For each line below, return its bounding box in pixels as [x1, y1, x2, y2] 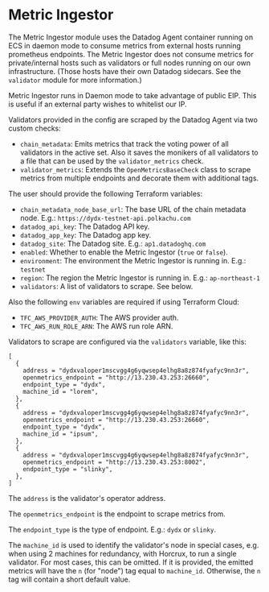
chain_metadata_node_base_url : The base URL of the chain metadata [19, 204, 247, 214]
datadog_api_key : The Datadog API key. [19, 221, 150, 231]
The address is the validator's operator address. [8, 493, 166, 503]
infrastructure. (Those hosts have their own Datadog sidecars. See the [8, 66, 242, 76]
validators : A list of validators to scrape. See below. [19, 281, 194, 291]
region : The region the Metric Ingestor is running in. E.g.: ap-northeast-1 [19, 272, 261, 283]
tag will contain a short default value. [8, 574, 131, 584]
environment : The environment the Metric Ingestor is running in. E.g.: [19, 255, 247, 265]
